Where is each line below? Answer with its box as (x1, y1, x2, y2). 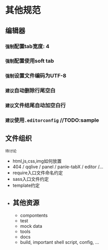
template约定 (12, 182, 40, 188)
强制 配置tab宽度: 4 (5, 42, 49, 49)
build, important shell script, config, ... (20, 239, 99, 245)
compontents (20, 212, 48, 218)
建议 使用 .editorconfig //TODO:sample (5, 117, 99, 124)
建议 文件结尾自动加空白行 (5, 102, 66, 109)
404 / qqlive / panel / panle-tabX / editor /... (12, 164, 103, 170)
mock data (20, 223, 42, 229)
